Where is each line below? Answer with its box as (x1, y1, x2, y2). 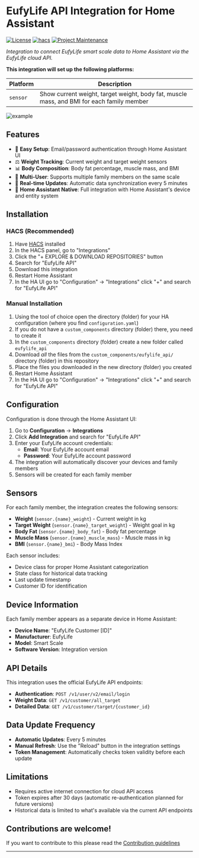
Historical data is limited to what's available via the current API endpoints (14, 806, 193, 813)
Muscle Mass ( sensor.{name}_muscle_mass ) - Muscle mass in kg (14, 534, 171, 541)
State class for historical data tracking (14, 570, 108, 577)
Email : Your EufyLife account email (23, 446, 110, 453)
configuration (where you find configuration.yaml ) (14, 319, 139, 326)
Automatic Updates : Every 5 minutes (14, 736, 107, 743)
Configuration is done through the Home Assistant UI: (6, 415, 137, 422)
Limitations (6, 772, 49, 782)
